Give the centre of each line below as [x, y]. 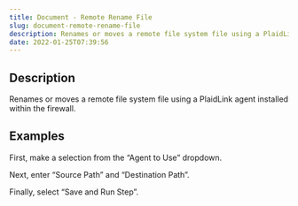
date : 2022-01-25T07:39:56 [59, 42]
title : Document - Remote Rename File [81, 17]
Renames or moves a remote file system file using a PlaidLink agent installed [149, 99]
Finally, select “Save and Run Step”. [74, 192]
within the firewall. [43, 109]
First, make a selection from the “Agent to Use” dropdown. [116, 157]
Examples [37, 137]
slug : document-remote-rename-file [75, 26]
